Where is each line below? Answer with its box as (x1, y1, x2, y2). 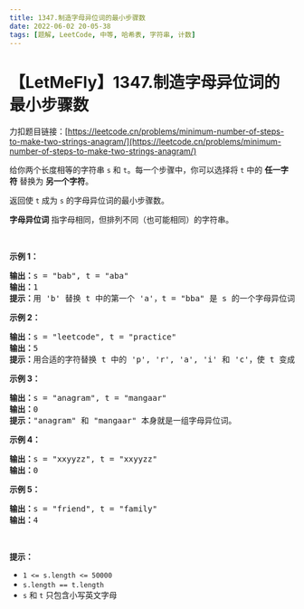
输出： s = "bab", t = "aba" (9, 271, 129, 281)
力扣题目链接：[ (9, 126, 69, 137)
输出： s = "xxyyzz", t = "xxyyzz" (9, 454, 158, 464)
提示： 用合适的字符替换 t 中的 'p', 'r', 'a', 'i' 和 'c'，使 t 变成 (9, 355, 296, 365)
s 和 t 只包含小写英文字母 (22, 590, 118, 601)
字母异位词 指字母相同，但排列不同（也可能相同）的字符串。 (9, 214, 233, 225)
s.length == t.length (22, 581, 104, 590)
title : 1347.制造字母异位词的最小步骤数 (9, 13, 147, 23)
